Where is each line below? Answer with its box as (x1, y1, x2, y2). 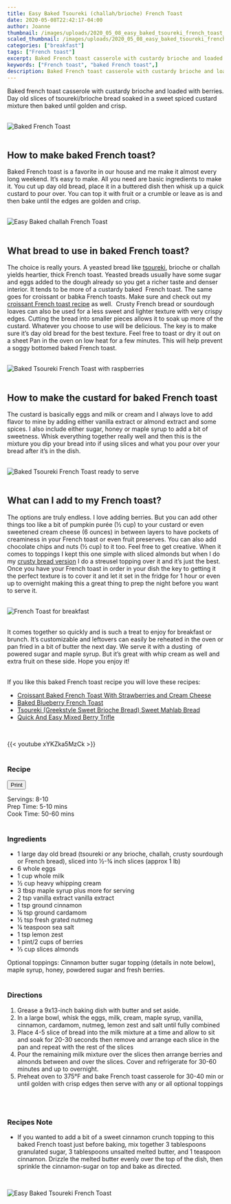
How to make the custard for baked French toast (7, 392, 218, 403)
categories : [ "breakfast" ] (7, 42, 85, 49)
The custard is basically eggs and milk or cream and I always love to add (7, 410, 213, 418)
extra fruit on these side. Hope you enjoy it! (7, 656, 130, 665)
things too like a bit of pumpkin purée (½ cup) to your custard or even (7, 520, 204, 528)
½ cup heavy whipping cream (16, 879, 102, 887)
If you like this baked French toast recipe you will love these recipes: (7, 677, 201, 686)
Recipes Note (7, 1117, 53, 1127)
